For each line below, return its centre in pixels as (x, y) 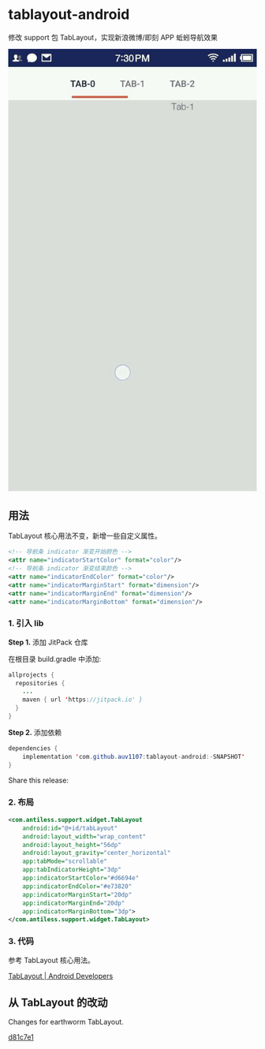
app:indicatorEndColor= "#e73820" (77, 886)
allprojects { (32, 675)
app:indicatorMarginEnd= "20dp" (74, 903)
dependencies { (33, 748)
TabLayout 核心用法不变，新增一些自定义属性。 (85, 536)
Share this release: (39, 780)
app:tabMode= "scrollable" (65, 861)
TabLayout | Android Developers (61, 976)
